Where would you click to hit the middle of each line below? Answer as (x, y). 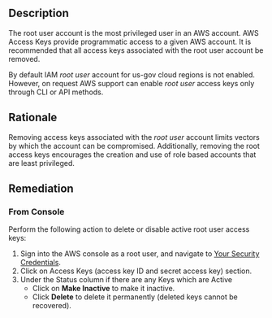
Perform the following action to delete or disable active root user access (129, 229)
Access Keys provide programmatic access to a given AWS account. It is (130, 41)
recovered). (52, 306)
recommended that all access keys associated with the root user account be (136, 50)
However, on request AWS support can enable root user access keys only (132, 83)
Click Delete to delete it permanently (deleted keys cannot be (135, 297)
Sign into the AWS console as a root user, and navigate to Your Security (140, 254)
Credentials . (40, 263)
